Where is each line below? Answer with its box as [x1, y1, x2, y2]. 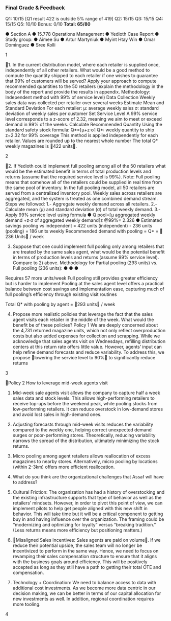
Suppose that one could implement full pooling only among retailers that [12, 243, 164, 249]
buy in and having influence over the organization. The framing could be [12, 516, 164, 522]
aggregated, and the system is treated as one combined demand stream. [5, 196, 158, 202]
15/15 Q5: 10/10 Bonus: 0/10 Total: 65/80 [5, 21, 91, 27]
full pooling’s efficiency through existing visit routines [5, 291, 117, 297]
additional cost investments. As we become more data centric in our [12, 585, 156, 591]
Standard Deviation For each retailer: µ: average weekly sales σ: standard [5, 105, 159, 111]
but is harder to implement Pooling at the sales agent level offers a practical [5, 281, 164, 287]
